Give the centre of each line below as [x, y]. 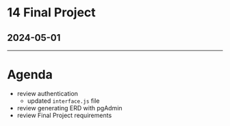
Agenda [30, 75]
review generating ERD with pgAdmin [69, 108]
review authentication [48, 93]
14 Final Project [51, 13]
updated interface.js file [63, 101]
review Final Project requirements [64, 115]
